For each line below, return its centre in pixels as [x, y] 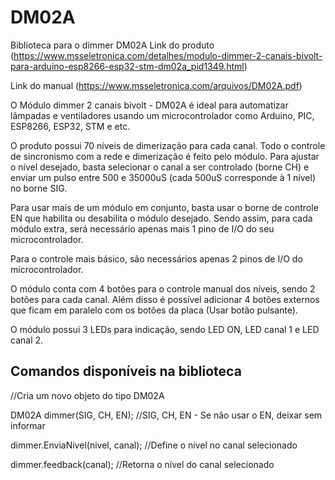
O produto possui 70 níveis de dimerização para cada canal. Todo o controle [168, 145]
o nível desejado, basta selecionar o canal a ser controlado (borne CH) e [160, 167]
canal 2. [27, 340]
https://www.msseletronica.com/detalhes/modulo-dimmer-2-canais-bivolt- [168, 55]
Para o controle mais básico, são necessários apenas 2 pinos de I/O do [156, 258]
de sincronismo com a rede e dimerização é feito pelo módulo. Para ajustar [165, 156]
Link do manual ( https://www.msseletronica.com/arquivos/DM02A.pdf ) [156, 85]
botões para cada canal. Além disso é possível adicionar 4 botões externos [165, 299]
